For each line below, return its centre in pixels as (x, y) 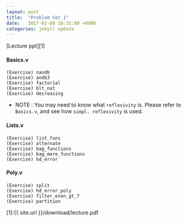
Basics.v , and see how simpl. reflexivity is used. (79, 111)
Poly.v (15, 172)
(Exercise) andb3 (28, 78)
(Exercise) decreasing (35, 94)
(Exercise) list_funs (34, 138)
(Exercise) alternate (34, 143)
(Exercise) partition (34, 201)
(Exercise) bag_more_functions (46, 154)
